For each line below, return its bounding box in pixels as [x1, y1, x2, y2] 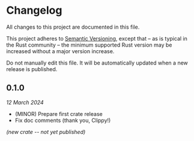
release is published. [6, 65, 58, 72]
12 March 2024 [6, 99, 44, 106]
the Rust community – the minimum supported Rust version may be [6, 41, 172, 48]
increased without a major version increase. [6, 47, 115, 54]
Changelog [6, 4, 62, 17]
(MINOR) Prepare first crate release [14, 110, 103, 117]
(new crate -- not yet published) [6, 128, 86, 135]
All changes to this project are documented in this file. [6, 23, 140, 30]
